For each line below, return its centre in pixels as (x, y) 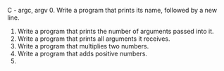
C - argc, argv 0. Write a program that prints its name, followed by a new (112, 10)
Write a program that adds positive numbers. (82, 53)
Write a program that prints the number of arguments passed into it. (116, 31)
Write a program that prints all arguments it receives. (94, 39)
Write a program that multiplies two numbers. (83, 46)
